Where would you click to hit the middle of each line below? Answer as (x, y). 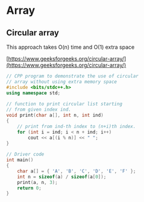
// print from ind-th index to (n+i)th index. (77, 126)
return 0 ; (30, 188)
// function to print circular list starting (64, 104)
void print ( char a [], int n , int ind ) (55, 115)
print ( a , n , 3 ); (38, 182)
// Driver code (25, 155)
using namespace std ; (33, 93)
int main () (20, 160)
